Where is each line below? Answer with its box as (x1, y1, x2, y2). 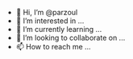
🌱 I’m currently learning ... (15, 25, 102, 33)
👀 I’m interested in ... (15, 16, 85, 26)
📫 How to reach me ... (15, 42, 91, 51)
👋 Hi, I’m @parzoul (15, 8, 78, 17)
